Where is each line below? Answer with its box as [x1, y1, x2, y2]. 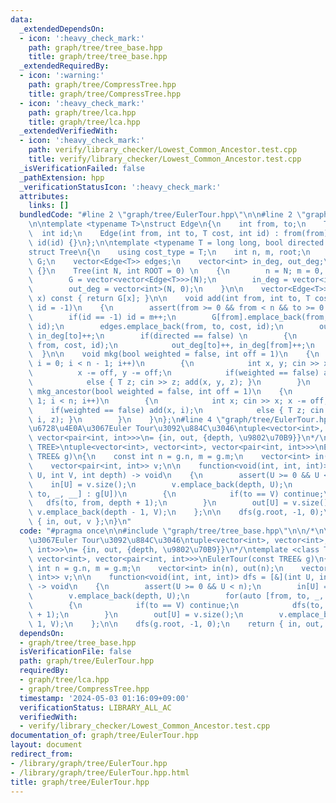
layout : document [10, 740, 83, 750]
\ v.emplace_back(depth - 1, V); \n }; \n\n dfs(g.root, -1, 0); [28, 507, 325, 518]
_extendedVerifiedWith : [19, 126, 118, 136]
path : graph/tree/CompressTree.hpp [28, 80, 177, 90]
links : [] [28, 201, 70, 211]
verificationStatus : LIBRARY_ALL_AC [19, 702, 172, 713]
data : [10, 14, 33, 25]
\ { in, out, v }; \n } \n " [28, 517, 132, 527]
